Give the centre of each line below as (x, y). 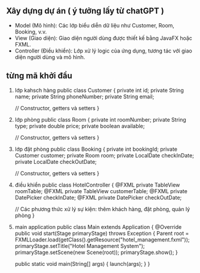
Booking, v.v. (31, 32)
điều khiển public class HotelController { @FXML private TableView (97, 185)
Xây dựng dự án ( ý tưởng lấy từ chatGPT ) (85, 11)
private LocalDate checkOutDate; (56, 162)
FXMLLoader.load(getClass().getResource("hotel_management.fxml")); (102, 240)
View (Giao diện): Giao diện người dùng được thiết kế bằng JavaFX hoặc (104, 38)
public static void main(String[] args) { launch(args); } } (82, 263)
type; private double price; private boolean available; (80, 126)
